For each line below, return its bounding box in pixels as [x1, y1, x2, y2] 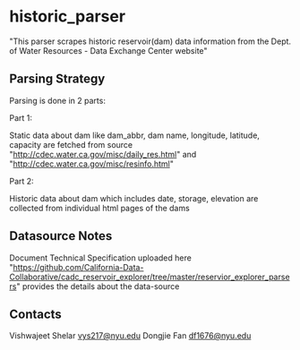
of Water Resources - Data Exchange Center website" [9, 45, 208, 55]
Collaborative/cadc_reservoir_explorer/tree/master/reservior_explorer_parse [9, 271, 290, 282]
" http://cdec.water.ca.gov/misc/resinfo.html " [9, 158, 175, 169]
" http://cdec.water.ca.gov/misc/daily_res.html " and [9, 149, 197, 159]
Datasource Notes [9, 228, 113, 243]
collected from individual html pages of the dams [9, 202, 190, 213]
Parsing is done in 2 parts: [9, 95, 106, 106]
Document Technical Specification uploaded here [9, 252, 193, 263]
